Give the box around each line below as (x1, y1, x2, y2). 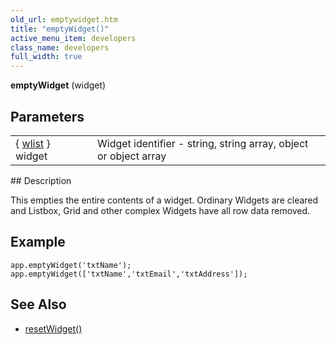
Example (10, 234, 66, 251)
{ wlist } (15, 136, 51, 150)
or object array (96, 149, 167, 163)
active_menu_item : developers (10, 33, 137, 43)
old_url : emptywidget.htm (10, 14, 118, 25)
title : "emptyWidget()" (10, 24, 110, 34)
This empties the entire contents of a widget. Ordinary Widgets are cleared (10, 194, 319, 206)
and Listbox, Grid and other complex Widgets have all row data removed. (10, 204, 311, 216)
